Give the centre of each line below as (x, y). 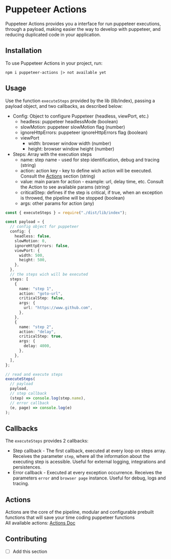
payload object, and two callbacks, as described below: (64, 106)
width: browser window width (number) (70, 143)
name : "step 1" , (36, 288)
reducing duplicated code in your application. (53, 34)
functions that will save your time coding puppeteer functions (70, 517)
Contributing (26, 539)
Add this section (30, 551)
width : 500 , (31, 255)
